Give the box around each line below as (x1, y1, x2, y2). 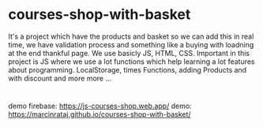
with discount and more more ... (8, 73, 112, 83)
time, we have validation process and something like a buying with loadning (8, 39, 254, 49)
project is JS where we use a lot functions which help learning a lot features (8, 57, 255, 66)
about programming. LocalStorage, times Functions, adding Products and (8, 65, 247, 74)
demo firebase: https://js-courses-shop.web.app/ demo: (8, 101, 192, 111)
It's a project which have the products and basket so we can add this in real (8, 32, 254, 41)
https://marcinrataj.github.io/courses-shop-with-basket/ (8, 110, 191, 119)
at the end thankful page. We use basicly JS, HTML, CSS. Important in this (8, 48, 250, 58)
